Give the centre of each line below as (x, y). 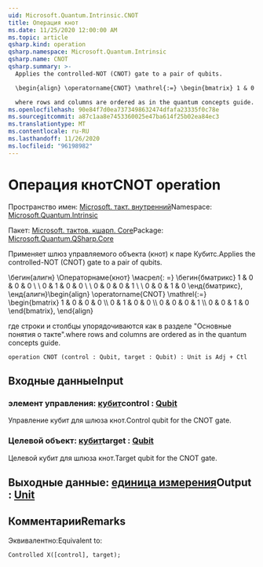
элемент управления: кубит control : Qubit (93, 403)
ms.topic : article (38, 37)
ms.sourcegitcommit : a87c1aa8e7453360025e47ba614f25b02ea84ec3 (114, 117)
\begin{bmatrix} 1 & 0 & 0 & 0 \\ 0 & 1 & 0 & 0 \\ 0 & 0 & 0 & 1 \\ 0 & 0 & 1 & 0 (129, 302)
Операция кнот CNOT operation (115, 185)
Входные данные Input (66, 380)
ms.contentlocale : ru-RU (49, 132)
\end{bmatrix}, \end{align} (51, 310)
